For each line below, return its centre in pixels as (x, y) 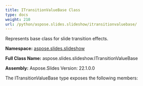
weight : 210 (18, 19)
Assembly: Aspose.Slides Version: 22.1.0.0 (50, 68)
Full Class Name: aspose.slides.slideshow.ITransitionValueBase (71, 59)
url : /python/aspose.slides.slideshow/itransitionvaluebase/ (71, 24)
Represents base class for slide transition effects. (57, 39)
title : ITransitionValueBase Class (43, 10)
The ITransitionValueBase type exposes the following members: (72, 78)
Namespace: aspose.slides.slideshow (45, 48)
